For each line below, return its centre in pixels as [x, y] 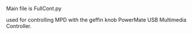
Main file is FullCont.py [34, 8]
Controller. [19, 26]
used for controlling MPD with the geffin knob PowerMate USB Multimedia [96, 20]
